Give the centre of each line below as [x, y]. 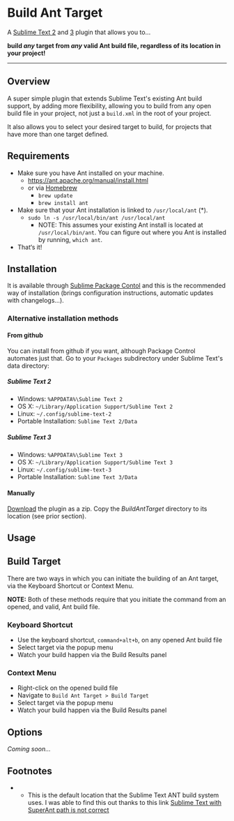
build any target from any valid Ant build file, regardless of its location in [114, 45]
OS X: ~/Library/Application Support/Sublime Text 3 [95, 462]
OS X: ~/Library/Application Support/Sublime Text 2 [95, 407]
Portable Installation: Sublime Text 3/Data [77, 477]
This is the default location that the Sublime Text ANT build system [123, 795]
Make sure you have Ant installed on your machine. [91, 173]
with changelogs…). [36, 301]
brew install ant [63, 203]
